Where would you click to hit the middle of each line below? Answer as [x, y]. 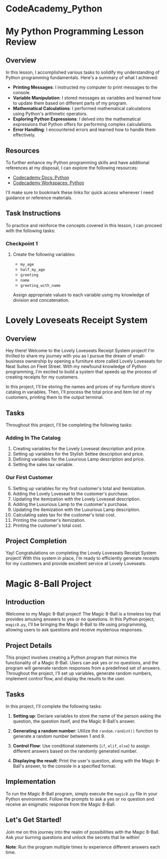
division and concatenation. [41, 300]
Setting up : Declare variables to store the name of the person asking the [87, 716]
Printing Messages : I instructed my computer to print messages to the [85, 87]
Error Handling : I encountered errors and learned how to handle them [84, 129]
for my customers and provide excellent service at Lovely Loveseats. [76, 564]
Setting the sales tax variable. [43, 465]
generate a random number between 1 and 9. [59, 736]
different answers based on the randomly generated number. [75, 751]
